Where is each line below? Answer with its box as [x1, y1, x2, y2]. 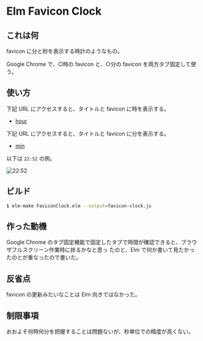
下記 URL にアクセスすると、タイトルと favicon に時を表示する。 [6, 105, 170, 112]
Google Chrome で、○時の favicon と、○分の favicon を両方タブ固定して [6, 61, 191, 68]
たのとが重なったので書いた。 [6, 254, 81, 261]
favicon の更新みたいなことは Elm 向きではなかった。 [6, 291, 141, 298]
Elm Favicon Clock [6, 4, 102, 18]
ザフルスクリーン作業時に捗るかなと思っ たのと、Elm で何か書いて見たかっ [6, 246, 195, 254]
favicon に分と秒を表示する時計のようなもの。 [6, 48, 124, 54]
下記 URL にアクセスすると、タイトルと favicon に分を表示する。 [6, 130, 170, 137]
